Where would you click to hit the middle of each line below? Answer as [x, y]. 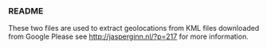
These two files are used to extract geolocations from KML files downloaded [134, 28]
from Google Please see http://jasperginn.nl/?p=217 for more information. [128, 36]
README [26, 11]
